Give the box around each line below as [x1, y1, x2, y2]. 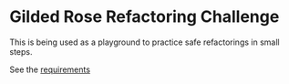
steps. [9, 46, 33, 57]
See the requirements [9, 64, 91, 75]
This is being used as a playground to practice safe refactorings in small [9, 37, 280, 47]
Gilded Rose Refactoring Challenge [9, 6, 280, 27]
